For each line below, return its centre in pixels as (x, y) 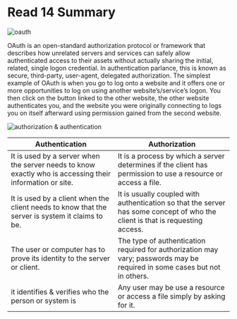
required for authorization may (168, 249)
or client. (25, 267)
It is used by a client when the (60, 198)
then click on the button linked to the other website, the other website (108, 98)
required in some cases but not (169, 267)
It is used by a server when (55, 156)
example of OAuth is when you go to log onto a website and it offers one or (116, 83)
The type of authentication (162, 241)
